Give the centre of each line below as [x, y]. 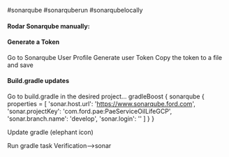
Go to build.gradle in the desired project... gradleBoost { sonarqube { [106, 96]
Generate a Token [34, 42]
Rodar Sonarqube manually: [49, 26]
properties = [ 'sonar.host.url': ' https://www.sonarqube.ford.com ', [101, 104]
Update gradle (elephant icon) [51, 132]
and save [20, 65]
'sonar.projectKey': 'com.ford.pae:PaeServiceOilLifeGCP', [90, 111]
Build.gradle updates [38, 81]
